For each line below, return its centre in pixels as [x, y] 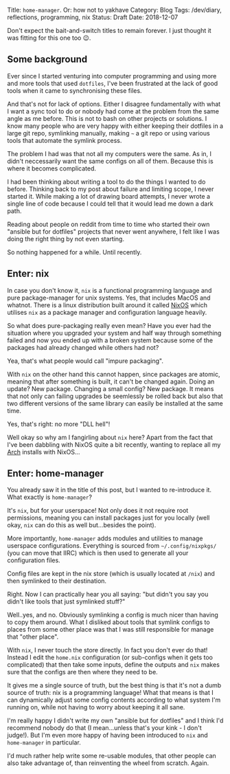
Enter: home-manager [56, 474]
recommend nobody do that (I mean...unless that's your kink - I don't [105, 728]
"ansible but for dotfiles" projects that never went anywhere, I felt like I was [113, 231]
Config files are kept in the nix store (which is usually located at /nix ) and [111, 574]
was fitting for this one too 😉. [49, 38]
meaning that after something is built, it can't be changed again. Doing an [111, 382]
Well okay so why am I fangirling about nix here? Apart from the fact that [110, 437]
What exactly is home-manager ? [50, 497]
